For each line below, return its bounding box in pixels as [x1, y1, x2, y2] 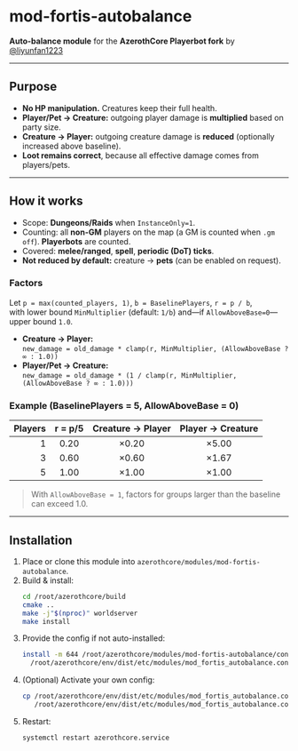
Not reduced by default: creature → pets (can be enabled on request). [21, 255, 281, 266]
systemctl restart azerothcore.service [21, 733, 170, 742]
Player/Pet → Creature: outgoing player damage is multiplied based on [21, 112, 284, 123]
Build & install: [21, 575, 74, 586]
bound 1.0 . [32, 316, 74, 326]
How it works [9, 194, 83, 209]
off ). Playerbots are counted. [21, 236, 131, 246]
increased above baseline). [21, 140, 122, 151]
